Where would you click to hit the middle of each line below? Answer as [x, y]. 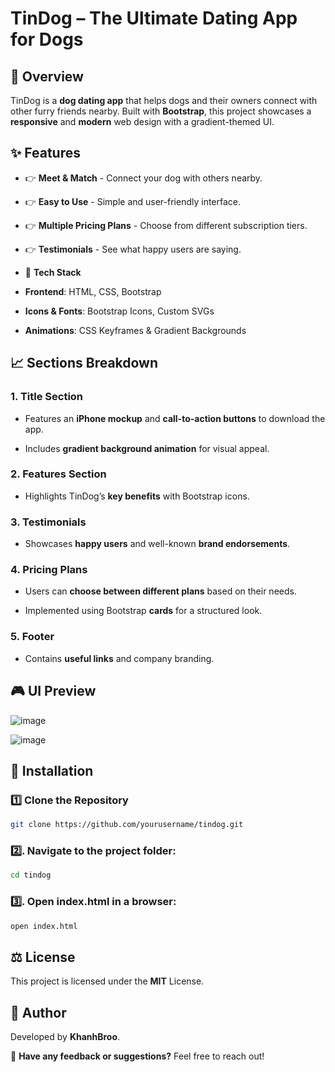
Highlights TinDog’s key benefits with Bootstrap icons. [137, 496]
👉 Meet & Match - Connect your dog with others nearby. [143, 178]
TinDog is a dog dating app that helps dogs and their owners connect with [164, 100]
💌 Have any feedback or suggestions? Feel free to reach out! [137, 1056]
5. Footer [32, 637]
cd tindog [31, 875]
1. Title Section [47, 397]
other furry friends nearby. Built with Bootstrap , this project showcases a [161, 111]
